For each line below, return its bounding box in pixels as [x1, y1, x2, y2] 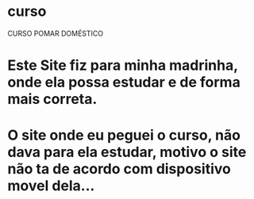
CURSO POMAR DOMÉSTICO [7, 29, 104, 38]
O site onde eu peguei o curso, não [7, 126, 241, 144]
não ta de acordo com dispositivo [7, 160, 231, 178]
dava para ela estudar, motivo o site [7, 144, 247, 161]
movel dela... [7, 177, 95, 195]
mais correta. [7, 90, 98, 109]
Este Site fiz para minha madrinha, [7, 56, 238, 75]
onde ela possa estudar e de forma [7, 74, 241, 91]
